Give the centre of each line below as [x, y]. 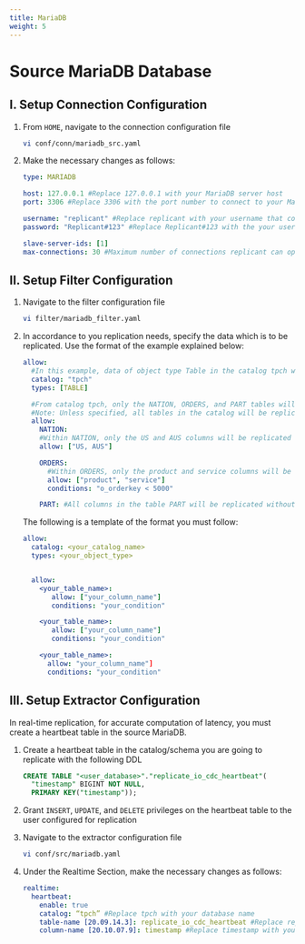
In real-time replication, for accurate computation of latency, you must [140, 722]
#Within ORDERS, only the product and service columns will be [169, 471]
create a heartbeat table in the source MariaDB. [98, 732]
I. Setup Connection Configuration [108, 105]
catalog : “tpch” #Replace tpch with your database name [147, 914]
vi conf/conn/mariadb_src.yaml [82, 143]
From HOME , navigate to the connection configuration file [127, 126]
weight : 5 [28, 26]
